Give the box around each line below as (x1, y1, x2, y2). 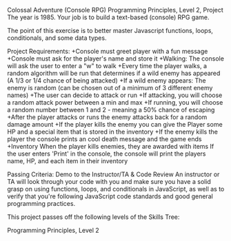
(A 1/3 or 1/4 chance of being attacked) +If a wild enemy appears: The (7, 76, 206, 85)
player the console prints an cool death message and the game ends (7, 135, 202, 143)
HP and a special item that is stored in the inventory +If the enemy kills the (7, 127, 219, 136)
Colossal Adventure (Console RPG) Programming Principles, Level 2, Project (7, 6, 224, 14)
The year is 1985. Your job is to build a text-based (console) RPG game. (7, 13, 210, 21)
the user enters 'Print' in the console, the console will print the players (7, 149, 206, 158)
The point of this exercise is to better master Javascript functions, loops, (7, 27, 214, 34)
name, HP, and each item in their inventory (7, 157, 128, 165)
